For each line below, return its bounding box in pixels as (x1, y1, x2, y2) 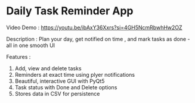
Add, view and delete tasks (14, 64, 82, 72)
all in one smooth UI (6, 42, 55, 49)
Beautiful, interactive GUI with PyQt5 (14, 77, 105, 85)
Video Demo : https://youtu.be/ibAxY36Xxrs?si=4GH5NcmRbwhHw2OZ (6, 24, 183, 31)
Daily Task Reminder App (6, 4, 134, 18)
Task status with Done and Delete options (14, 83, 117, 90)
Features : (6, 53, 31, 60)
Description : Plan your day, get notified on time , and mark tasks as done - (6, 35, 190, 42)
